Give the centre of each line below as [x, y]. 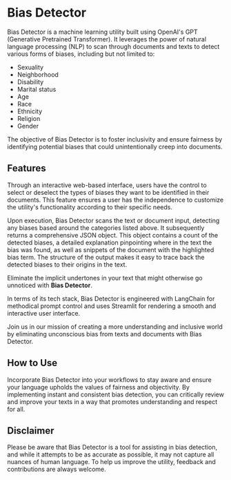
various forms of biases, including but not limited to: [81, 54]
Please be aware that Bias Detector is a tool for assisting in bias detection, [112, 448]
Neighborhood [38, 75]
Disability [30, 81]
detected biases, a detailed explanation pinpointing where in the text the [110, 242]
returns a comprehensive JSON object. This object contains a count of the [113, 235]
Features [27, 168]
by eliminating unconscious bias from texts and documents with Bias [104, 334]
